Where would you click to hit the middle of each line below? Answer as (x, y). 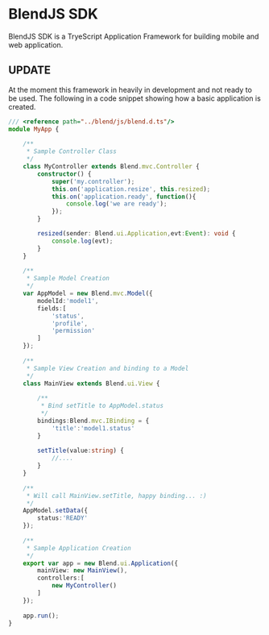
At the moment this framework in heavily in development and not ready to (130, 89)
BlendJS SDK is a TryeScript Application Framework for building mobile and (134, 36)
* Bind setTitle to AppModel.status (102, 406)
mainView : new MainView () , (83, 571)
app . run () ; (41, 616)
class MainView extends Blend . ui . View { (91, 384)
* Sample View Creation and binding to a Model (108, 368)
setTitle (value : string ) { (81, 451)
